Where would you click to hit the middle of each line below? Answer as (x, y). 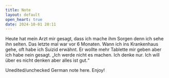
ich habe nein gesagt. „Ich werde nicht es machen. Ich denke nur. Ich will (83, 55)
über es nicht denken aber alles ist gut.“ (48, 60)
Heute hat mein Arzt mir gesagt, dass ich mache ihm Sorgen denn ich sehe (85, 39)
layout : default (23, 15)
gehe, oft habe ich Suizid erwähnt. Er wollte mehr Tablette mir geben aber (83, 49)
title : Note (18, 10)
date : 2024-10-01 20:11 (31, 24)
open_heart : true (24, 19)
